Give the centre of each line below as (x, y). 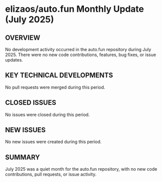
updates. (14, 60)
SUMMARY (23, 157)
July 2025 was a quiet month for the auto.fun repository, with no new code (81, 169)
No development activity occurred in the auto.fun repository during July (78, 49)
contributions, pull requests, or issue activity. (51, 174)
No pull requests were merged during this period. (55, 87)
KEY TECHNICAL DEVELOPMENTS (59, 76)
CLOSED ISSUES (31, 103)
